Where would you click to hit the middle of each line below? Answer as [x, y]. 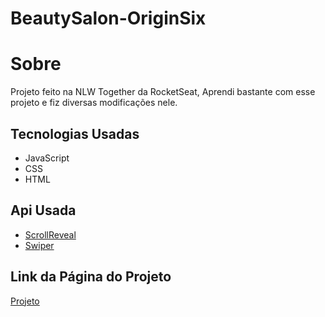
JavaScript [47, 158]
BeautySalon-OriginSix [108, 18]
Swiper [39, 245]
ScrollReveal [50, 234]
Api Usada [43, 210]
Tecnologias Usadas [75, 133]
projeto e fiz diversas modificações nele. [94, 103]
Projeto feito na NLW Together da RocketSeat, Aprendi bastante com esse [163, 92]
